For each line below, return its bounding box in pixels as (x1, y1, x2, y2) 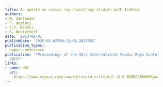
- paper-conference (5, 47, 45, 52)
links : (5, 61, 18, 66)
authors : (5, 12, 23, 16)
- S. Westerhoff (5, 29, 38, 34)
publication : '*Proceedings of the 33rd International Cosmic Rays (5, 52, 145, 57)
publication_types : (5, 43, 45, 48)
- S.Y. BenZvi (5, 25, 34, 30)
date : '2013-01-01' (5, 34, 45, 39)
